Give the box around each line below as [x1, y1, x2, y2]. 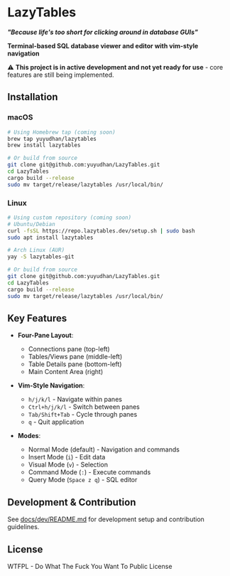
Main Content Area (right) [28, 368, 104, 376]
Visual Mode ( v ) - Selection [28, 460, 109, 469]
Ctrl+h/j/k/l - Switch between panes [28, 402, 140, 411]
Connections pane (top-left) [28, 345, 110, 353]
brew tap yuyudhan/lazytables [7, 135, 97, 142]
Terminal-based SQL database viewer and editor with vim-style [7, 41, 199, 50]
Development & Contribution [7, 496, 136, 508]
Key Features [7, 312, 67, 324]
